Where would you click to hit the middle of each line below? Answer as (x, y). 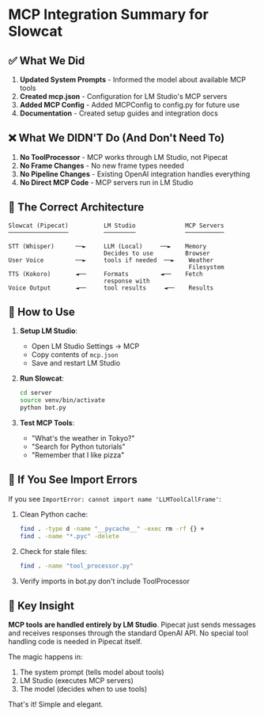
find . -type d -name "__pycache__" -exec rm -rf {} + (112, 529)
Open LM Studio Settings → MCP (85, 347)
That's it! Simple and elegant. (56, 704)
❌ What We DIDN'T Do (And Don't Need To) (117, 138)
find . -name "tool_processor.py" (76, 566)
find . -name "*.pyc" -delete (70, 536)
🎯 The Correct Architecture (76, 207)
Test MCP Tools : (47, 423)
